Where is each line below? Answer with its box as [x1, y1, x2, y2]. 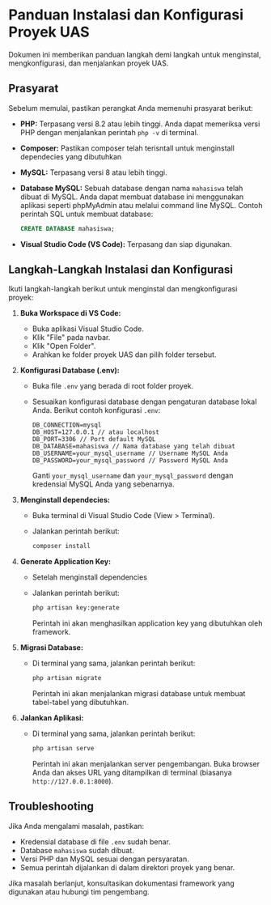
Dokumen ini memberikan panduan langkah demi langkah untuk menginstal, [8, 49, 261, 59]
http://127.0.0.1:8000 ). [32, 775, 114, 786]
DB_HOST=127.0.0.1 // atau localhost [32, 428, 160, 436]
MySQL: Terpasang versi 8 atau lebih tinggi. [19, 168, 167, 177]
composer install [32, 542, 91, 550]
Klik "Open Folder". [32, 342, 96, 351]
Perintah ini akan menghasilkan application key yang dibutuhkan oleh [32, 618, 263, 628]
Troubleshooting [8, 800, 95, 814]
